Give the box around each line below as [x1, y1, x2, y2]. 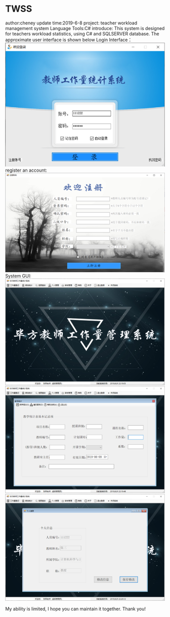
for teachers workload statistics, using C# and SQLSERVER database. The [5, 30, 159, 37]
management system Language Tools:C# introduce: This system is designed [5, 25, 165, 31]
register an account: [5, 167, 47, 173]
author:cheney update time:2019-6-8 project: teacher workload [5, 20, 138, 26]
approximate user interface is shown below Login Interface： [5, 37, 133, 43]
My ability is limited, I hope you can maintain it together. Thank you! [5, 605, 146, 612]
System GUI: [5, 273, 31, 279]
